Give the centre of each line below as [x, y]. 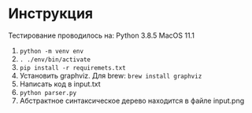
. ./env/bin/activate [55, 60]
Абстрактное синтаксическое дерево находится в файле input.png [132, 100]
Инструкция [50, 14]
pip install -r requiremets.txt [72, 67]
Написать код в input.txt [60, 84]
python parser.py [48, 93]
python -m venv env [52, 51]
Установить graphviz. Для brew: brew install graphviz [111, 75]
